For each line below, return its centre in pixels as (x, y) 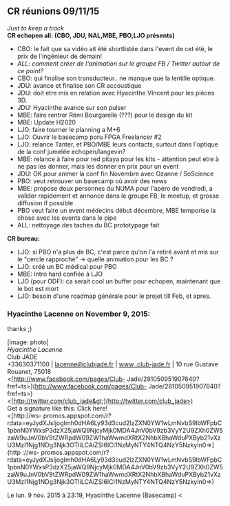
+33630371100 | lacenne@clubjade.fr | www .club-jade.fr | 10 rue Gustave (113, 364)
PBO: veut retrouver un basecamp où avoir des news (92, 181)
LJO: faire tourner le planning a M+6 (69, 129)
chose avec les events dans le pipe (67, 218)
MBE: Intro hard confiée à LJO (60, 274)
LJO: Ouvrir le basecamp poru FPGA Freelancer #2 (89, 137)
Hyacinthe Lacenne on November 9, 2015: (79, 314)
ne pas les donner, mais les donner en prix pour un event (98, 166)
